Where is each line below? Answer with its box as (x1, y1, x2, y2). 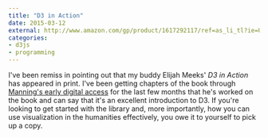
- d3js (8, 41, 30, 49)
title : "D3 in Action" (8, 11, 84, 20)
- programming (8, 48, 56, 56)
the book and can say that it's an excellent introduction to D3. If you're (8, 96, 239, 105)
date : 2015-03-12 (8, 19, 66, 27)
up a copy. (8, 121, 43, 130)
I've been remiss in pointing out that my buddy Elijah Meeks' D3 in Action (8, 71, 249, 79)
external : (8, 26, 41, 34)
